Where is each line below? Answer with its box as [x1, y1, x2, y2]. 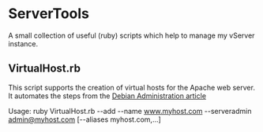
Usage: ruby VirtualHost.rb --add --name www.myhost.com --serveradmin [8, 106, 252, 115]
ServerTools [8, 5, 89, 23]
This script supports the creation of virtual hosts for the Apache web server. [8, 82, 255, 92]
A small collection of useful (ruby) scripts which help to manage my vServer [8, 31, 255, 40]
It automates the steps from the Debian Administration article [8, 91, 207, 101]
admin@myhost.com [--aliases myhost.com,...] [8, 115, 162, 124]
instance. [8, 38, 39, 48]
